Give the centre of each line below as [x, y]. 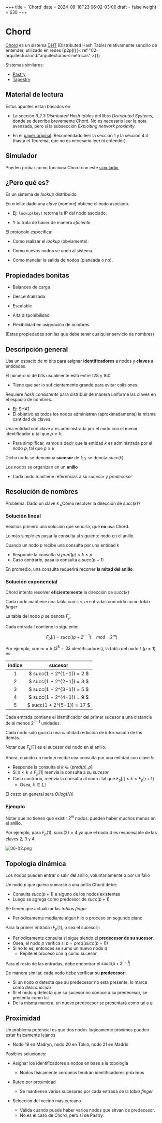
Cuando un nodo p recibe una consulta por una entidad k [62, 545]
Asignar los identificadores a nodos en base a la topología [70, 1063]
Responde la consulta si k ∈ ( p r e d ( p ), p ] [52, 767]
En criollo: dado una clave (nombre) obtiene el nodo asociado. [67, 204]
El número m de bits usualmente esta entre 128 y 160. [59, 376]
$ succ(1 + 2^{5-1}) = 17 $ [59, 705]
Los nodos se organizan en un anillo [42, 467]
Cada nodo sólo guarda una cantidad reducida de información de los [74, 732]
